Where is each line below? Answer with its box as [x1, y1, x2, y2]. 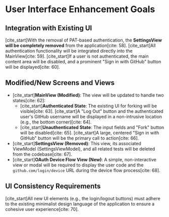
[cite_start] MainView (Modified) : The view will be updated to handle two [12, 92, 164, 98]
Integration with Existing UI [5, 24, 92, 32]
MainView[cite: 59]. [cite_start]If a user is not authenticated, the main [5, 53, 149, 59]
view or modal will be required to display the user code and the [12, 162, 144, 168]
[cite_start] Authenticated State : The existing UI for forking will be [20, 103, 157, 109]
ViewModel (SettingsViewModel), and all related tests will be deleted [12, 146, 155, 152]
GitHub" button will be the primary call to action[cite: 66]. [20, 135, 139, 141]
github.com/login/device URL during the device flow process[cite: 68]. [12, 167, 160, 173]
